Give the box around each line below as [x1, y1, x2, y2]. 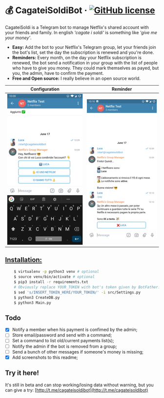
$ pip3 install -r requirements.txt [14, 280, 89, 285]
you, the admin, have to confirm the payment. [12, 70, 104, 76]
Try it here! [5, 369, 39, 377]
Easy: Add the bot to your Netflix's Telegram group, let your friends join [12, 44, 156, 50]
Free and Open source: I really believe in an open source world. [12, 75, 141, 81]
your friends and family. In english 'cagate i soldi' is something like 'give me [5, 29, 157, 35]
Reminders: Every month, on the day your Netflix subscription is [12, 54, 142, 60]
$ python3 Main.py [14, 300, 51, 305]
